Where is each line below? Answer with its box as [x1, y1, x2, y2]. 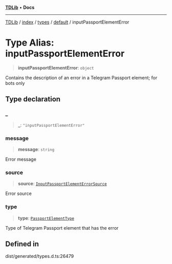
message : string [17, 146, 55, 152]
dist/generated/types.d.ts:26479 [5, 253, 74, 259]
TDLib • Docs [5, 5, 35, 10]
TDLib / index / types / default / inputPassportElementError [5, 19, 130, 25]
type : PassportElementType [17, 215, 74, 221]
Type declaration [5, 95, 60, 104]
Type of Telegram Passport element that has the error [5, 225, 119, 231]
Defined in [5, 239, 39, 248]
